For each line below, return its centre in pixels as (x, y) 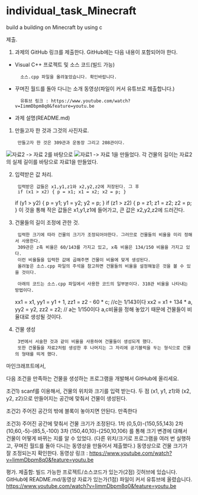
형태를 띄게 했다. (40, 354)
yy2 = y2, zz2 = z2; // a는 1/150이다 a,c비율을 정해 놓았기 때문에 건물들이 (100, 309)
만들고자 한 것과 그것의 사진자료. (52, 130)
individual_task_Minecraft (72, 11)
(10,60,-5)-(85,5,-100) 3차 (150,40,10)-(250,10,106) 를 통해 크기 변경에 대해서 (97, 431)
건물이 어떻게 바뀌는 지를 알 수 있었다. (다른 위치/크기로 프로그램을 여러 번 (91, 438)
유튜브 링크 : (35, 101)
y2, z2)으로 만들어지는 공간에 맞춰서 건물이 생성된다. (67, 398)
